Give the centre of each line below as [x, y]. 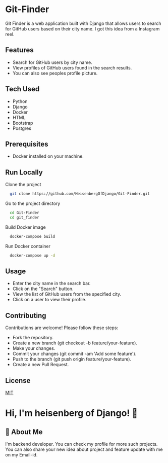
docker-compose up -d [33, 255]
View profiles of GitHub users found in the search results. [72, 67]
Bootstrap [23, 123]
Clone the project [23, 185]
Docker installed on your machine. [48, 156]
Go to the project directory [33, 203]
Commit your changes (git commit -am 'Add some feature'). [74, 354]
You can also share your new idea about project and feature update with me [84, 449]
